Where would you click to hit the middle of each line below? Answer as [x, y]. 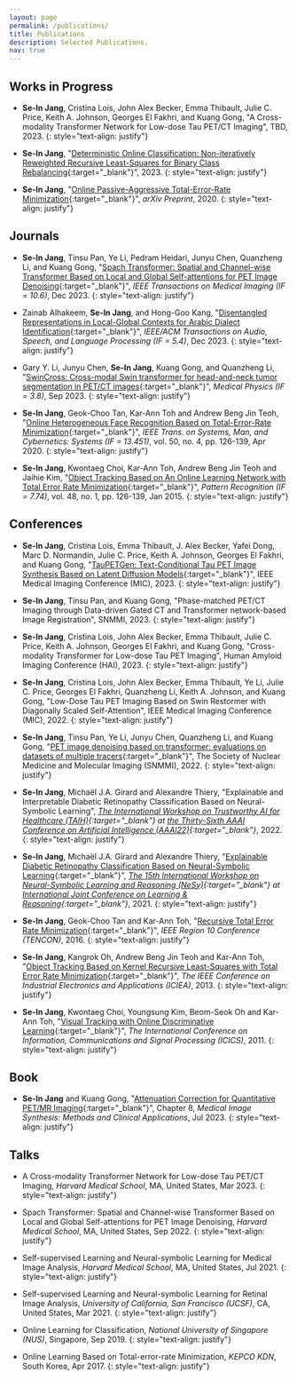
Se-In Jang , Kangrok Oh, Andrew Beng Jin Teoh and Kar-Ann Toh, [143, 956]
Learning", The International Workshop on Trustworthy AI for [169, 811]
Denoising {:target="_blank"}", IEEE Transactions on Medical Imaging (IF [153, 286]
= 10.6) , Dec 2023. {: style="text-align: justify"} [108, 295]
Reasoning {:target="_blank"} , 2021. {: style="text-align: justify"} [139, 903]
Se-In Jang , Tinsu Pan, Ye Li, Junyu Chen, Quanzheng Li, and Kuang [148, 737]
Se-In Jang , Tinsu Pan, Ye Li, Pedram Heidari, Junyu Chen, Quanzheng [152, 258]
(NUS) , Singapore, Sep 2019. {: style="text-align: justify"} [127, 1340]
